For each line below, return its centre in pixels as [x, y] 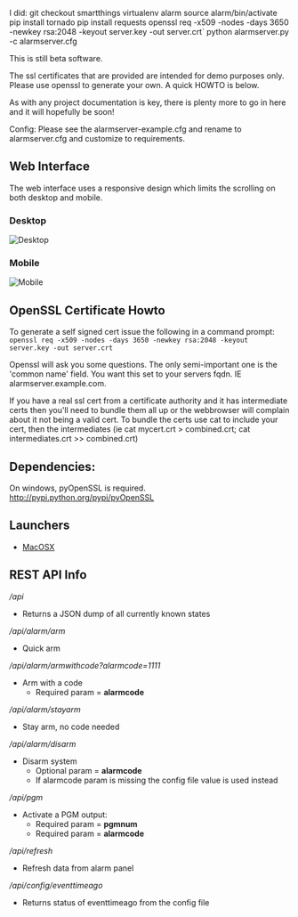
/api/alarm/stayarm [45, 709]
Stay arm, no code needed [71, 726]
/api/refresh [31, 850]
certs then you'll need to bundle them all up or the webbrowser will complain [149, 410]
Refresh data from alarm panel [78, 868]
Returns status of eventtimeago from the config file [116, 902]
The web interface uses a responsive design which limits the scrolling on [142, 188]
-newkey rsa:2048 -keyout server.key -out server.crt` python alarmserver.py [149, 32]
